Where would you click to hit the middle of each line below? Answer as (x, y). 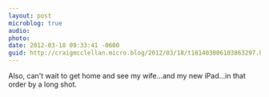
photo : (19, 38)
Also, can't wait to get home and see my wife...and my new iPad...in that (127, 76)
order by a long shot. (43, 84)
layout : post (30, 16)
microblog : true (35, 23)
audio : (19, 30)
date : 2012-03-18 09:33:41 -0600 (64, 46)
